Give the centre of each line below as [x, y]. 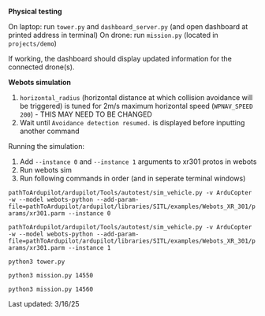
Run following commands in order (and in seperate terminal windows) [132, 178]
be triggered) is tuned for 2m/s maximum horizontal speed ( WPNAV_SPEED [136, 106]
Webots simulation [40, 82]
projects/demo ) [33, 43]
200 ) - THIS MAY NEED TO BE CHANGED [86, 114]
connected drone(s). [41, 67]
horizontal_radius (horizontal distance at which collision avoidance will [136, 97]
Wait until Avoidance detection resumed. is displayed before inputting [132, 123]
